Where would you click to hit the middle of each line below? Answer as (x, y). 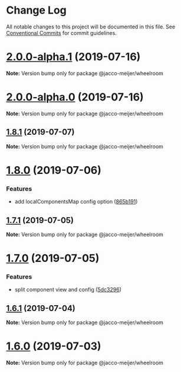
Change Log (36, 10)
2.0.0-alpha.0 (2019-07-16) (75, 97)
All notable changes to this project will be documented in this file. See (91, 27)
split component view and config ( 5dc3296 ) (68, 290)
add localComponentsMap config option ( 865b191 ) (76, 202)
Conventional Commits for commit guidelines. (61, 33)
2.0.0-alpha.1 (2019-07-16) (73, 57)
